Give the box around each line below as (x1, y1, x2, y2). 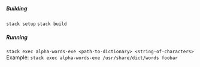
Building (6, 5, 28, 12)
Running (6, 33, 28, 41)
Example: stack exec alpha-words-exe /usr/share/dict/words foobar (6, 54, 178, 61)
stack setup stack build (6, 21, 67, 27)
